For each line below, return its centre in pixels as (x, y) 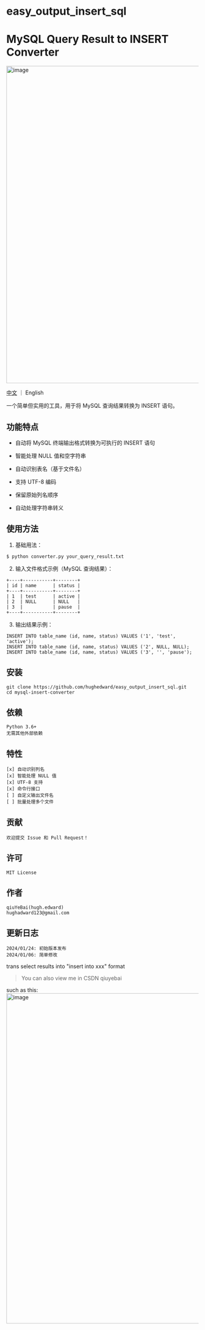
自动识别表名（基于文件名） (50, 468)
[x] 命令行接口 (23, 789)
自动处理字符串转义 (39, 508)
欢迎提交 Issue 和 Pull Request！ (47, 838)
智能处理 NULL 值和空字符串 (51, 456)
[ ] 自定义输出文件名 (30, 795)
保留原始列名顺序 (37, 495)
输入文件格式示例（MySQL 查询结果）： (64, 568)
